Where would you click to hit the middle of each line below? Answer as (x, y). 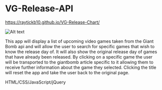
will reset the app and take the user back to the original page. (67, 72)
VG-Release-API (39, 9)
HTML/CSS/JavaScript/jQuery (35, 82)
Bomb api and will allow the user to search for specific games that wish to (80, 46)
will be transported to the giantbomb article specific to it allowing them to (79, 62)
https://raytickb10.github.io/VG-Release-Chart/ (52, 22)
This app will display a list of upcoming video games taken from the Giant (80, 41)
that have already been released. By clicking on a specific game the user (79, 57)
